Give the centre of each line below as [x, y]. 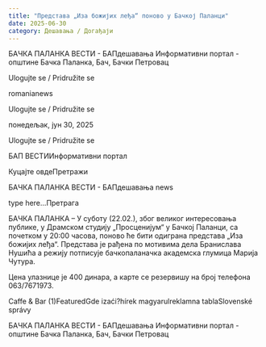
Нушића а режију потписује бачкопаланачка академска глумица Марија [133, 253]
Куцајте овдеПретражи [48, 172]
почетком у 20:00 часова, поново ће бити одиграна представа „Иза [126, 236]
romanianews [31, 94]
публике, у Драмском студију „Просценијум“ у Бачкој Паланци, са [123, 228]
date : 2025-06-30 [37, 23]
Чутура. [22, 261]
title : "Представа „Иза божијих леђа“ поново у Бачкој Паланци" [118, 16]
